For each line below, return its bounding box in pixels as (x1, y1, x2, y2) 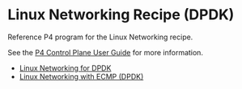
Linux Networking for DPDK (19, 63, 112, 73)
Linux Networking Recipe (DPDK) (7, 6, 235, 24)
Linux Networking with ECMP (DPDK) (19, 71, 144, 81)
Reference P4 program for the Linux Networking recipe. (7, 32, 193, 42)
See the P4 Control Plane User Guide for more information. (7, 47, 204, 57)
